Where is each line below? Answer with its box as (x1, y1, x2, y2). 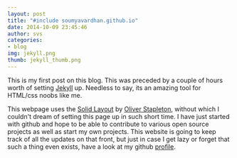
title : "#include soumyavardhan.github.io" (7, 17, 139, 24)
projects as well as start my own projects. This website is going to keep (7, 127, 216, 135)
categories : (7, 37, 43, 44)
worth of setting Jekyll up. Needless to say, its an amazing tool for (7, 83, 201, 92)
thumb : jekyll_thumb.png (7, 57, 81, 64)
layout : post (7, 10, 46, 18)
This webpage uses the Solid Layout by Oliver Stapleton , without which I (7, 104, 219, 113)
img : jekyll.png (7, 50, 56, 57)
